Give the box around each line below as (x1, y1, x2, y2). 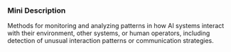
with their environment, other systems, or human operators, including (7, 29, 210, 37)
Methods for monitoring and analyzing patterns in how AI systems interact (7, 22, 225, 30)
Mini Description (7, 6, 66, 15)
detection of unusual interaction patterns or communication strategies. (7, 37, 215, 45)
